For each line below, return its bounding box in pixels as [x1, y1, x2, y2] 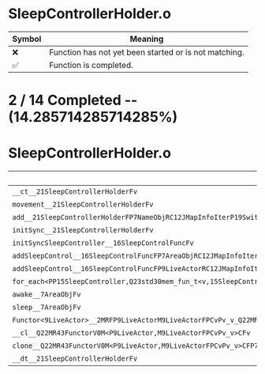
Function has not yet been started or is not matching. [48, 47, 244, 58]
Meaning [129, 33, 164, 44]
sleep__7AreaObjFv [12, 303, 81, 312]
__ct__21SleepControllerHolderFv [12, 187, 138, 196]
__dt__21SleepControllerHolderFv [12, 354, 138, 364]
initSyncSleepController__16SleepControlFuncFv [12, 239, 195, 247]
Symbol [12, 33, 42, 44]
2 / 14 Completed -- [8, 92, 138, 109]
